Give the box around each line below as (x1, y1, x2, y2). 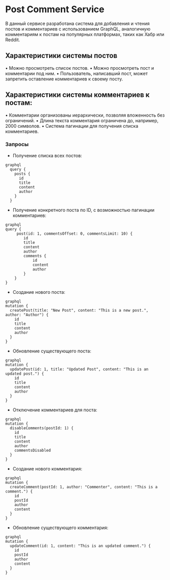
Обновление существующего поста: (12, 348, 91, 354)
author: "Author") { (5, 312, 49, 317)
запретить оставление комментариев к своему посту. (5, 75, 123, 82)
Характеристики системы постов (5, 51, 118, 60)
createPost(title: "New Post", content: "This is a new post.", (10, 308, 149, 313)
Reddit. (5, 37, 20, 43)
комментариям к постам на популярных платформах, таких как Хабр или (5, 31, 165, 37)
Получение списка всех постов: (12, 152, 82, 158)
